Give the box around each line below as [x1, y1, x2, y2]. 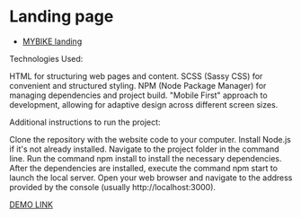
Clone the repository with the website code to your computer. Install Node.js [9, 134, 292, 144]
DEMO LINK [9, 199, 54, 210]
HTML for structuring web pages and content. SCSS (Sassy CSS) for [9, 70, 263, 82]
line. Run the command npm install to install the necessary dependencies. [9, 153, 282, 163]
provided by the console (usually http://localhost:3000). [9, 181, 217, 192]
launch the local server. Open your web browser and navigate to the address [9, 172, 293, 183]
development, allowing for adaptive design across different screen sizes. [9, 99, 279, 109]
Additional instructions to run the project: [9, 117, 161, 127]
